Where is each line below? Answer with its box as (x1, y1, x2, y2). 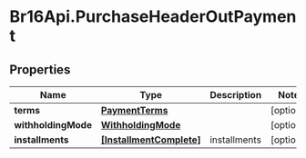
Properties (9, 62, 71, 77)
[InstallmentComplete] (100, 133, 201, 146)
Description (209, 89, 262, 101)
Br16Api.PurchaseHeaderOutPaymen (9, 6, 297, 27)
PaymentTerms (100, 104, 168, 116)
